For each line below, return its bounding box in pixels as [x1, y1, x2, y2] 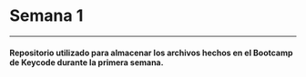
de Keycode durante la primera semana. [9, 56, 164, 68]
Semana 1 [9, 5, 84, 26]
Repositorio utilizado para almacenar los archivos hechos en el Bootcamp [9, 47, 293, 58]
